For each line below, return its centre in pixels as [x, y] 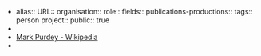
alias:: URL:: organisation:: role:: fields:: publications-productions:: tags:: [134, 12]
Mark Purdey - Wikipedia [57, 37]
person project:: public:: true [63, 20]
